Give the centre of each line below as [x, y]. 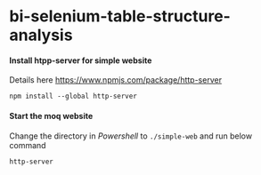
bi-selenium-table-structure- [120, 16]
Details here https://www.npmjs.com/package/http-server [116, 80]
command [28, 145]
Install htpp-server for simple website [81, 60]
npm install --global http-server [73, 96]
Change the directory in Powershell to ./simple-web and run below [130, 136]
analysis [41, 35]
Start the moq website [51, 115]
